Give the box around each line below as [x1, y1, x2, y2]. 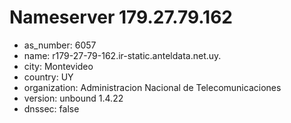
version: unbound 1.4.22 [23, 92, 124, 104]
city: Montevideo [23, 60, 94, 72]
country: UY [23, 71, 74, 83]
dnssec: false [23, 102, 80, 115]
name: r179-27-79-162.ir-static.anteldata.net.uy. [23, 49, 222, 61]
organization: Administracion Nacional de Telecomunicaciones [23, 81, 282, 93]
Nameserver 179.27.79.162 [9, 6, 233, 29]
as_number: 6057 [23, 39, 97, 51]
